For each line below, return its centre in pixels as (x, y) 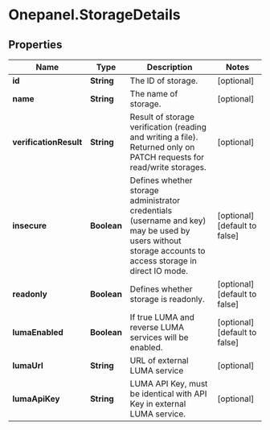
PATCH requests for (167, 157)
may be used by (160, 231)
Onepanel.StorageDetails (94, 15)
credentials (151, 211)
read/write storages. (168, 167)
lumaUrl (28, 366)
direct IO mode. (159, 271)
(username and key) (168, 221)
